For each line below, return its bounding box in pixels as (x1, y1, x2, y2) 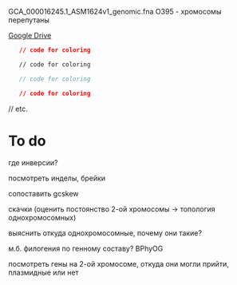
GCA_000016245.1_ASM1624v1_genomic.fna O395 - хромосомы (8, 7, 222, 16)
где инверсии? (8, 158, 58, 168)
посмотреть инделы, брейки (8, 173, 106, 183)
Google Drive (8, 31, 52, 40)
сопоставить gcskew (8, 189, 79, 199)
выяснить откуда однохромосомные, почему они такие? (8, 228, 202, 238)
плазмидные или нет (8, 267, 79, 278)
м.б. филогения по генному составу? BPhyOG (8, 243, 164, 254)
